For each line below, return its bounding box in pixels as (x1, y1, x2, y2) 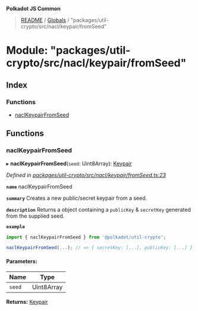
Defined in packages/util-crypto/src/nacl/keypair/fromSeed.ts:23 (6, 171, 166, 178)
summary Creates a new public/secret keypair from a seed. (6, 194, 147, 202)
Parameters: (6, 257, 37, 265)
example (6, 224, 26, 230)
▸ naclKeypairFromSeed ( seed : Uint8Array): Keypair (6, 160, 132, 167)
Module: (6, 44, 48, 57)
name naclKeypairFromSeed (6, 183, 73, 190)
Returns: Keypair (6, 298, 49, 305)
